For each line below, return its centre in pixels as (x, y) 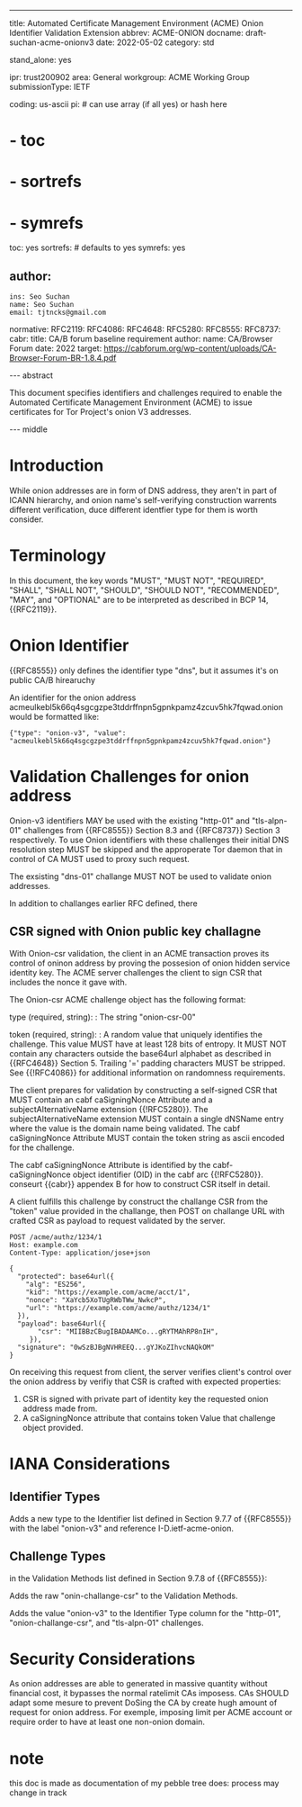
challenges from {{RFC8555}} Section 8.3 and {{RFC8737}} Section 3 (151, 830)
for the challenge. (42, 1147)
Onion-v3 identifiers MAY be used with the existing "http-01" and (129, 821)
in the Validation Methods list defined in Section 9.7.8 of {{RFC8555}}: (138, 1578)
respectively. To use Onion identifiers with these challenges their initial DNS (149, 840)
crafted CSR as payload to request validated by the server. (118, 1220)
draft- (256, 33)
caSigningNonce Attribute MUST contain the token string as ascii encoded (147, 1137)
